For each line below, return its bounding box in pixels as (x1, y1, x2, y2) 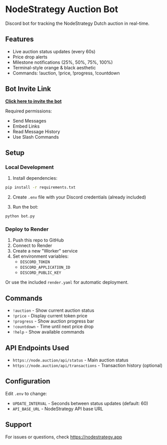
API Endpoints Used (5, 343, 69, 352)
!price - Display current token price (12, 313, 88, 319)
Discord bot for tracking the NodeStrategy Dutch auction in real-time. (5, 20, 150, 26)
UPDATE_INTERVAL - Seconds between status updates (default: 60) (12, 400, 148, 406)
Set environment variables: (12, 253, 69, 259)
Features (5, 35, 34, 44)
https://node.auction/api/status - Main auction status (12, 357, 129, 363)
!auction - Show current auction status (12, 307, 95, 313)
